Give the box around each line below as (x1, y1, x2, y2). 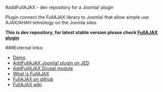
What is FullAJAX (12, 71, 50, 77)
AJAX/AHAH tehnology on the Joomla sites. (5, 20, 98, 25)
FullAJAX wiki (12, 81, 42, 87)
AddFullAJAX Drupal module (12, 66, 73, 71)
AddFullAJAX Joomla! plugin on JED (12, 60, 90, 66)
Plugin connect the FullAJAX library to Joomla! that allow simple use (5, 14, 149, 20)
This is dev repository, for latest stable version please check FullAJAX (5, 29, 158, 35)
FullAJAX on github (12, 76, 54, 82)
